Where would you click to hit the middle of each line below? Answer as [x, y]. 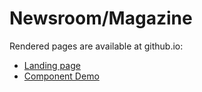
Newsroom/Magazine [101, 18]
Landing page [52, 65]
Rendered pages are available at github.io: [96, 46]
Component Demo [61, 76]
